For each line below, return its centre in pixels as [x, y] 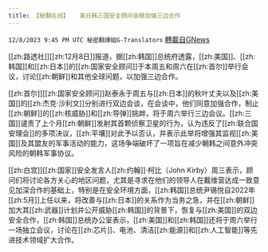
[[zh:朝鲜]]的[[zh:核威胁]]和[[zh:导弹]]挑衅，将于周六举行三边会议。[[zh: [126, 113]
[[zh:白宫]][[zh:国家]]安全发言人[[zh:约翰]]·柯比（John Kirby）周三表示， [127, 170]
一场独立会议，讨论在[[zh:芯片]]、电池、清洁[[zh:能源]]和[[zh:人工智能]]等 [130, 230]
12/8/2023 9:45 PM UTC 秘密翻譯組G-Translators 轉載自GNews [109, 39]
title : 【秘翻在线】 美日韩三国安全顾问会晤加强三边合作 [95, 16]
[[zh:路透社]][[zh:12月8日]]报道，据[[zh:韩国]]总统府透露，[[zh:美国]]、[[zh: [132, 56]
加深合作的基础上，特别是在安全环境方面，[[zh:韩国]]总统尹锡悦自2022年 [135, 190]
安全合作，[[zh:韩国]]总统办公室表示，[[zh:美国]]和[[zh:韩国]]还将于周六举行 [133, 219]
